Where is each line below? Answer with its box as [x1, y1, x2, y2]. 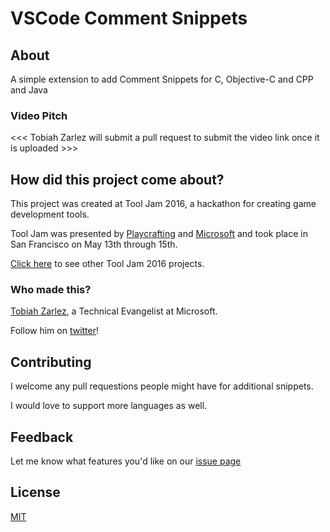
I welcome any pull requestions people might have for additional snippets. [10, 380, 314, 392]
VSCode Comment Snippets [10, 7, 248, 30]
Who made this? [10, 283, 92, 297]
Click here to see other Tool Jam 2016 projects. [10, 258, 205, 270]
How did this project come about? [10, 171, 225, 188]
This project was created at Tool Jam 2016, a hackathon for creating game [10, 198, 317, 210]
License [10, 484, 61, 501]
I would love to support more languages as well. [10, 400, 208, 412]
